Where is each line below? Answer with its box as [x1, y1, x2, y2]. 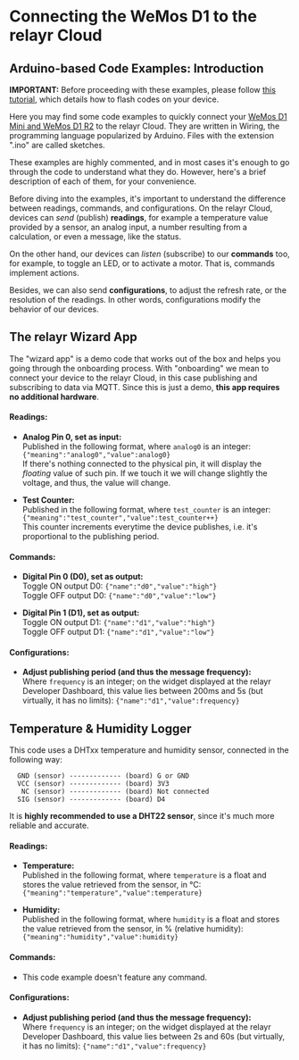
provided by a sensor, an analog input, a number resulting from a [9, 221, 248, 232]
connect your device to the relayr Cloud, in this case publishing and [9, 372, 258, 383]
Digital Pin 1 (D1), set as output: [21, 607, 140, 618]
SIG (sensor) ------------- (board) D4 [17, 795, 166, 805]
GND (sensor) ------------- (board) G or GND [17, 772, 190, 780]
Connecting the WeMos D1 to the [9, 6, 257, 27]
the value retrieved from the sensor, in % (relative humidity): [21, 923, 244, 934]
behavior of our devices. [9, 304, 100, 314]
